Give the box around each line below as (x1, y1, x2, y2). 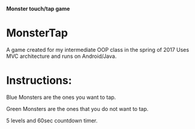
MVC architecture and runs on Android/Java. (6, 52, 117, 60)
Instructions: (6, 74, 72, 87)
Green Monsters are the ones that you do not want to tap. (6, 105, 149, 112)
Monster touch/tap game (6, 5, 70, 12)
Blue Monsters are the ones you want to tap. (6, 93, 116, 101)
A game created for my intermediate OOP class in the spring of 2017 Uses (6, 46, 190, 53)
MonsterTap (6, 27, 68, 40)
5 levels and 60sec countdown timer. (6, 117, 98, 124)
